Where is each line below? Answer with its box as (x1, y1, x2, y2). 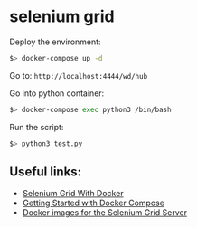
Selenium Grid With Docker (22, 188, 124, 199)
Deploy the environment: (9, 36, 101, 47)
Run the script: (9, 121, 64, 132)
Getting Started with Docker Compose (22, 197, 165, 209)
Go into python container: (9, 88, 105, 99)
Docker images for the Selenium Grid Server (22, 207, 188, 218)
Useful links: (9, 164, 82, 179)
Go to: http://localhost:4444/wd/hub (9, 70, 148, 80)
